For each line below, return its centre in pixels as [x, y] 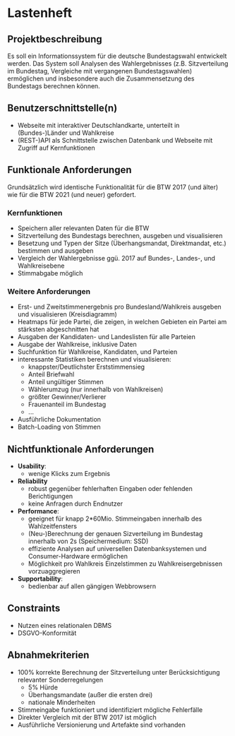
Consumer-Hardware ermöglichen [78, 557]
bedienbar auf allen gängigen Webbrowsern [92, 586]
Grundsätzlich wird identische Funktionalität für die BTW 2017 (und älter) [113, 187]
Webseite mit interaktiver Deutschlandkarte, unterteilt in [98, 125]
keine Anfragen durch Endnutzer [76, 504]
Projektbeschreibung [55, 39]
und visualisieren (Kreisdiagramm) [67, 314]
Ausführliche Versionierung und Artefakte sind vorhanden [101, 725]
